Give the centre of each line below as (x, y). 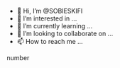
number (18, 58)
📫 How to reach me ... (50, 41)
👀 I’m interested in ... (47, 18)
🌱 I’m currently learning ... (55, 26)
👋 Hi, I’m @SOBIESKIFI (50, 11)
